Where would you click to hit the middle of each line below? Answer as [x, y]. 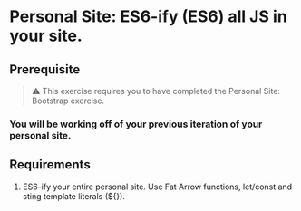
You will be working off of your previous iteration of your [136, 124]
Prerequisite [45, 69]
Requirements [50, 165]
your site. [46, 36]
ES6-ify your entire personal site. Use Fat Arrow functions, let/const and [157, 187]
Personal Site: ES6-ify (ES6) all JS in [148, 17]
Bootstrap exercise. [68, 101]
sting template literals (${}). [73, 196]
